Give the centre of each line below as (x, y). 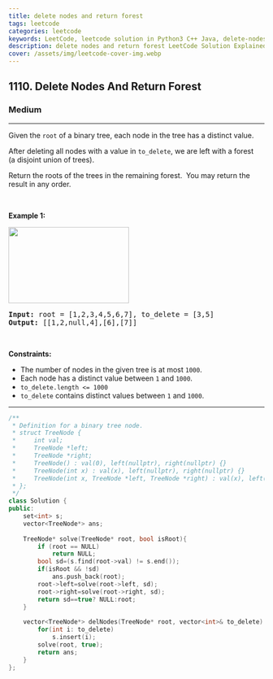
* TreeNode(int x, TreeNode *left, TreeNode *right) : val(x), (128, 478)
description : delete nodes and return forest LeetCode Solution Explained (138, 46)
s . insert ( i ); (74, 638)
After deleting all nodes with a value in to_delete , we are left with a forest (131, 150)
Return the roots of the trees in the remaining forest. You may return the (129, 175)
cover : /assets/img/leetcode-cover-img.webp (85, 54)
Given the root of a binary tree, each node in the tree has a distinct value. (131, 135)
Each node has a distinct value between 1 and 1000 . (106, 378)
